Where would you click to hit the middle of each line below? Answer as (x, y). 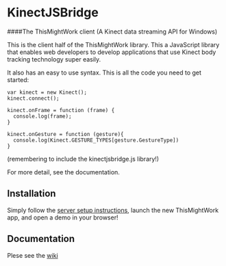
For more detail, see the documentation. (63, 172)
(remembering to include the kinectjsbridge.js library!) (83, 159)
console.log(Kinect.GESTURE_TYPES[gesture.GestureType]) (96, 140)
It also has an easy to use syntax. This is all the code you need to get (104, 72)
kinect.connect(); (33, 98)
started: (18, 79)
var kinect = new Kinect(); (47, 92)
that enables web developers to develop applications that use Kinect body (112, 52)
